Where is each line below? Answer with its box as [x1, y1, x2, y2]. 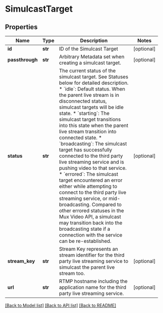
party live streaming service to [59, 258, 129, 264]
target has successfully [59, 147, 113, 153]
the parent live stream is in [59, 92, 119, 98]
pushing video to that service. [59, 165, 127, 171]
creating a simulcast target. [59, 59, 121, 66]
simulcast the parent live [59, 264, 115, 271]
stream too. [59, 270, 85, 276]
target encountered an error [59, 177, 123, 184]
